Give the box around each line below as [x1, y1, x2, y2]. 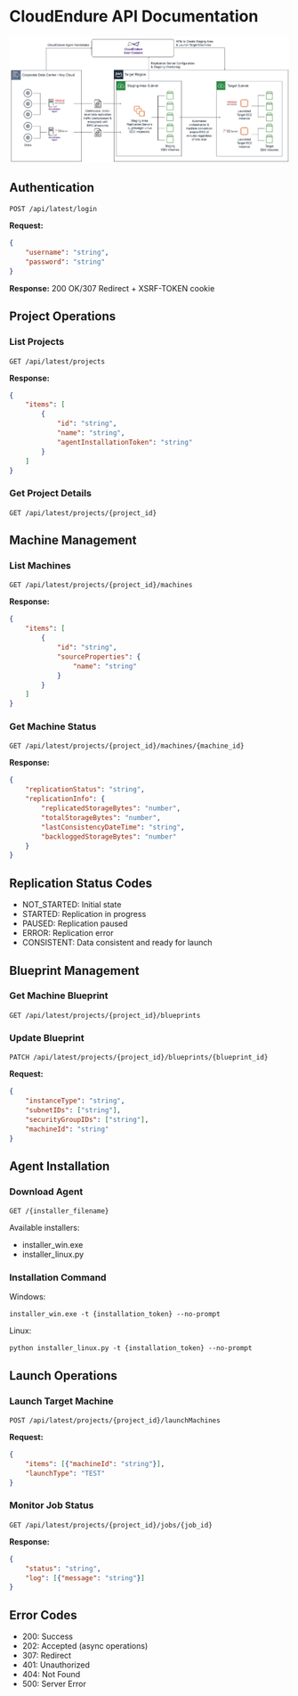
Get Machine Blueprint [9, 989, 109, 1002]
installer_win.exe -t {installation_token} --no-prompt [9, 1310, 221, 1319]
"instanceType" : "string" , [25, 1096, 125, 1106]
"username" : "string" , [25, 248, 109, 258]
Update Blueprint [9, 1031, 85, 1044]
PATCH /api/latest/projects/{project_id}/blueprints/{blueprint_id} [9, 1053, 269, 1062]
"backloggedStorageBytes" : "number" [41, 832, 177, 841]
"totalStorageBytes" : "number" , [41, 813, 162, 822]
